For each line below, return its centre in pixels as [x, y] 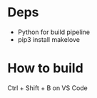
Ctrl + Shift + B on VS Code [47, 88]
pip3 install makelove [49, 39]
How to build [45, 69]
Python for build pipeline [54, 32]
